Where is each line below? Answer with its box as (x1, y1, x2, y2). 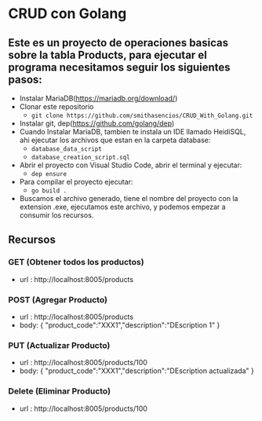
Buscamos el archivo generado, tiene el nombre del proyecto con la (19, 194, 238, 203)
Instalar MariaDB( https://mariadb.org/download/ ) (19, 93, 178, 103)
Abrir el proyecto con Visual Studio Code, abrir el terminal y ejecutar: (19, 160, 242, 170)
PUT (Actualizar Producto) (8, 339, 111, 350)
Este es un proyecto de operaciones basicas (8, 36, 229, 49)
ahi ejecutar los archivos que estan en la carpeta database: (19, 135, 211, 145)
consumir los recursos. (19, 210, 94, 220)
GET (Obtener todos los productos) (8, 257, 144, 268)
